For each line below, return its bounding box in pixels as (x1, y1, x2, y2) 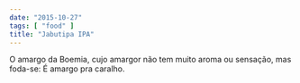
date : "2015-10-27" (9, 12, 83, 22)
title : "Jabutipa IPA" (9, 29, 95, 38)
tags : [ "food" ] (9, 21, 75, 30)
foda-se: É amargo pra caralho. (9, 63, 125, 74)
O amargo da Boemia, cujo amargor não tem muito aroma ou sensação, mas (9, 54, 292, 65)
